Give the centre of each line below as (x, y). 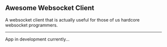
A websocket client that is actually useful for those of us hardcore (73, 20)
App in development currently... (37, 39)
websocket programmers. (32, 25)
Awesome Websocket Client (50, 8)
